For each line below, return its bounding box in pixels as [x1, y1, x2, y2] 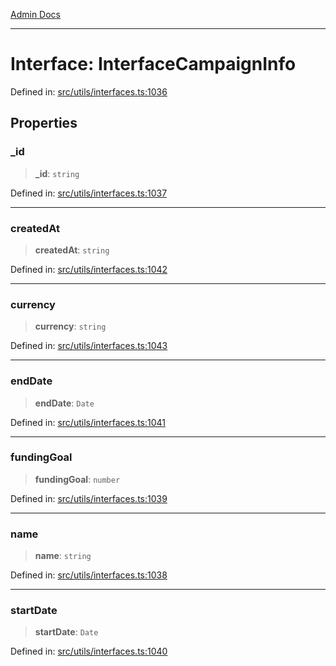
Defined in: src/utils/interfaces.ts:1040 [10, 645, 168, 658]
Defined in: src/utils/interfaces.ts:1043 [10, 340, 168, 352]
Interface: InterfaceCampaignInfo [10, 53, 297, 76]
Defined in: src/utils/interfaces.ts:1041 [10, 416, 166, 428]
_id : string [34, 167, 80, 179]
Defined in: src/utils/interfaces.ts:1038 [10, 569, 168, 581]
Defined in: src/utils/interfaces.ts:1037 [10, 187, 168, 199]
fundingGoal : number [34, 473, 121, 485]
